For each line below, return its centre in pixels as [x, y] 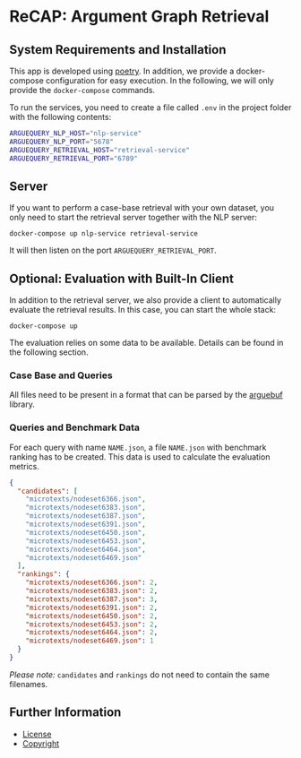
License [37, 734]
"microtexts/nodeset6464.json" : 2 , [92, 633]
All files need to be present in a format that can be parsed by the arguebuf [146, 395]
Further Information [65, 713]
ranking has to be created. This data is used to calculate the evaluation [140, 457]
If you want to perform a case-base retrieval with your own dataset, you [142, 208]
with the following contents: [60, 117]
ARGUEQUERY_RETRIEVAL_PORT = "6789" [74, 159]
